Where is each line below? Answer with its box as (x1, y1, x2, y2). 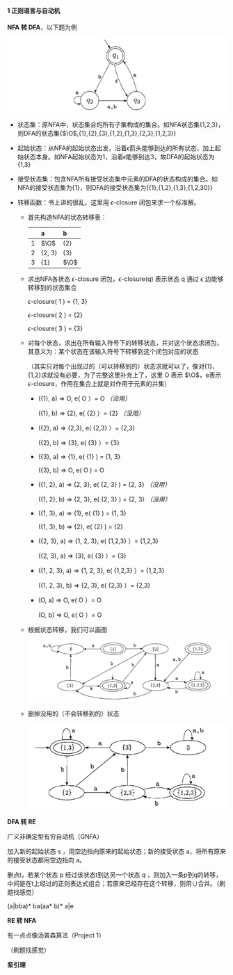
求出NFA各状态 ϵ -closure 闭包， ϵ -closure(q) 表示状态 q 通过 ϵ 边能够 (27, 275, 224, 283)
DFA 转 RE (7, 818, 36, 826)
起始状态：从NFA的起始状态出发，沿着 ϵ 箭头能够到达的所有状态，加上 (17, 144, 216, 152)
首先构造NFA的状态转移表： (27, 213, 107, 222)
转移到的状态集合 (27, 283, 77, 291)
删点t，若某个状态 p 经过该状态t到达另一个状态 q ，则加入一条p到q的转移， (7, 871, 223, 879)
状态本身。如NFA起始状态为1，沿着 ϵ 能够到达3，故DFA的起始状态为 (23, 153, 215, 161)
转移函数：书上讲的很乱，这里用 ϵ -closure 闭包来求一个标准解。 (17, 198, 200, 207)
